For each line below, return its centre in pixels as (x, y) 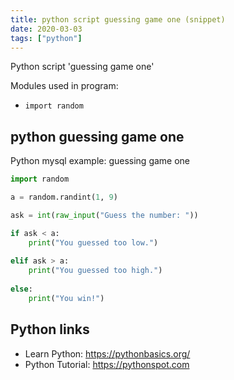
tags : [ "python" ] (46, 38)
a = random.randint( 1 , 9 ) (64, 197)
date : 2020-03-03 (46, 29)
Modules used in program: (64, 86)
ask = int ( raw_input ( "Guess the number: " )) (104, 215)
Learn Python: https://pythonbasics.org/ (107, 353)
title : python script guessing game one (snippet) (118, 19)
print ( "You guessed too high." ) (95, 271)
